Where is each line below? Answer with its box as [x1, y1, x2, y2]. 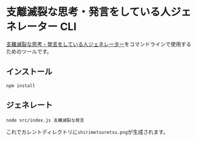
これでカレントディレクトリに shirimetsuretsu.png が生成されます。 [6, 128, 169, 135]
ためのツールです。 [6, 48, 52, 55]
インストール [6, 67, 53, 77]
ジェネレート [6, 100, 53, 110]
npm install [6, 83, 35, 89]
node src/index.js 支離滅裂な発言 [6, 117, 85, 123]
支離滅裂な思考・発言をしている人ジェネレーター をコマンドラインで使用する [6, 41, 192, 48]
